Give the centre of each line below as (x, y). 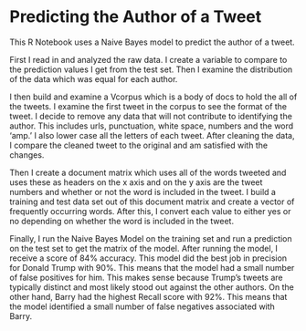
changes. (27, 155)
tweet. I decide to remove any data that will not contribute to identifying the (151, 116)
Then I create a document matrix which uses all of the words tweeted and (148, 172)
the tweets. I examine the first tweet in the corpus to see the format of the (148, 106)
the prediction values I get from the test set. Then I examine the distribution (151, 69)
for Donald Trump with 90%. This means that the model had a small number (152, 267)
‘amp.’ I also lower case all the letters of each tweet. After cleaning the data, (152, 135)
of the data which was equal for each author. (94, 78)
